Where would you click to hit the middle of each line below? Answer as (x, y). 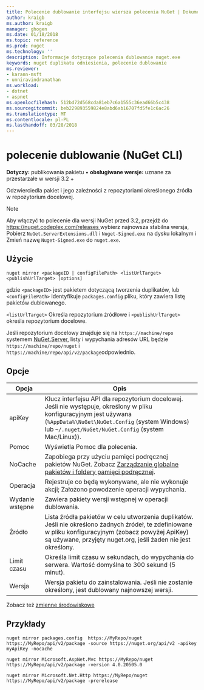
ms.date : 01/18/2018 (32, 35)
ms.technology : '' (29, 52)
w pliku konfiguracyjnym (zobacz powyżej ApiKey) (117, 532)
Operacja (22, 485)
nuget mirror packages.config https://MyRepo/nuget (74, 638)
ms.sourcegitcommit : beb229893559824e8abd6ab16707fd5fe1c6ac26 (88, 108)
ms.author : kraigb (29, 23)
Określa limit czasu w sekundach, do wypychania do (119, 557)
